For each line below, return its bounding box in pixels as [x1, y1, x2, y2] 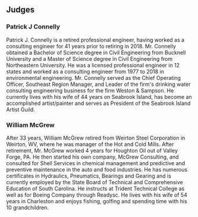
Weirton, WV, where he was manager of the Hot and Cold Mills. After [6, 140, 174, 148]
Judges [6, 5, 35, 15]
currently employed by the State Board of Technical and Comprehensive [6, 178, 183, 185]
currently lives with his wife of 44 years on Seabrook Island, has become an [6, 93, 192, 100]
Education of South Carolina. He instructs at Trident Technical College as [6, 185, 185, 192]
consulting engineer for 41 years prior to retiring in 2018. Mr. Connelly [6, 42, 177, 49]
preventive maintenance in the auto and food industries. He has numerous [6, 166, 188, 173]
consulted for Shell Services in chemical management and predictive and [6, 159, 186, 166]
